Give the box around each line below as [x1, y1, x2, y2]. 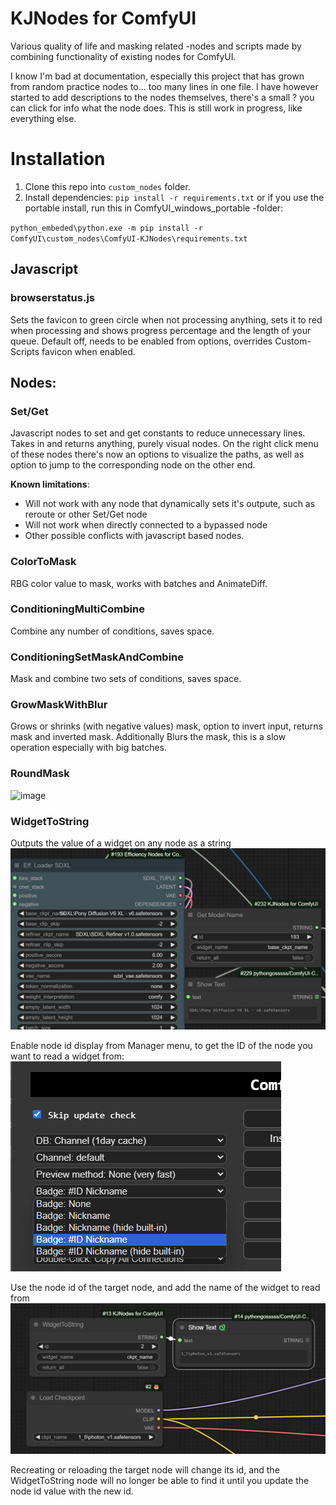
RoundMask [10, 767, 70, 781]
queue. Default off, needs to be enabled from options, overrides [10, 335, 273, 347]
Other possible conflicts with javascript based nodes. [24, 530, 245, 542]
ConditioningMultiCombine [10, 602, 145, 616]
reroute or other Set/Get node [24, 508, 148, 521]
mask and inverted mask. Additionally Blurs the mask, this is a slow [10, 731, 287, 743]
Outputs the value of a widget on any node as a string [10, 837, 232, 849]
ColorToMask [10, 555, 77, 569]
